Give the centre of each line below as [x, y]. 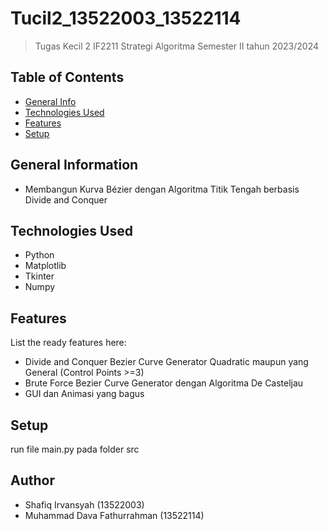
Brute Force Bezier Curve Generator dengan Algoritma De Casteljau [164, 383]
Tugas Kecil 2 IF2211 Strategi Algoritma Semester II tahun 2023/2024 [177, 46]
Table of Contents [67, 77]
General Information [74, 165]
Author [32, 480]
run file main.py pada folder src [75, 449]
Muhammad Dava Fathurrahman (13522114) [114, 515]
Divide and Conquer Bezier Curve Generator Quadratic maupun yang [166, 362]
